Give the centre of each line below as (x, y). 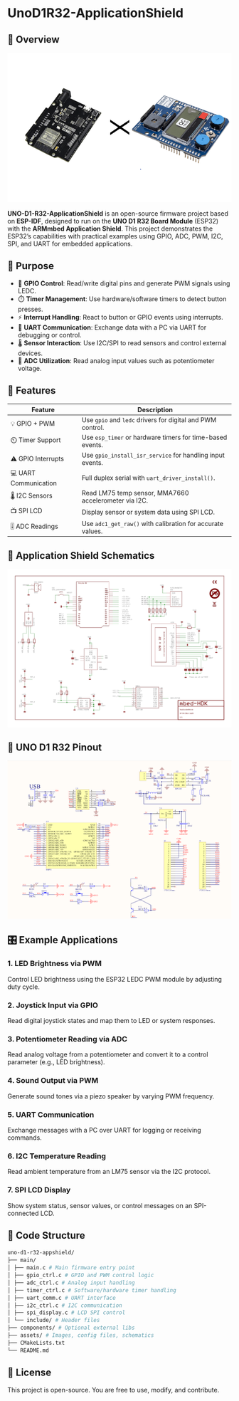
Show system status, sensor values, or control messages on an (100, 1205)
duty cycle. (24, 987)
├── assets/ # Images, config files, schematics (81, 1336)
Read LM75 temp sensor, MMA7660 (135, 493)
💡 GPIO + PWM (33, 424)
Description (155, 409)
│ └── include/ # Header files (54, 1321)
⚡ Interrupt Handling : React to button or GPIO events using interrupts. (120, 317)
